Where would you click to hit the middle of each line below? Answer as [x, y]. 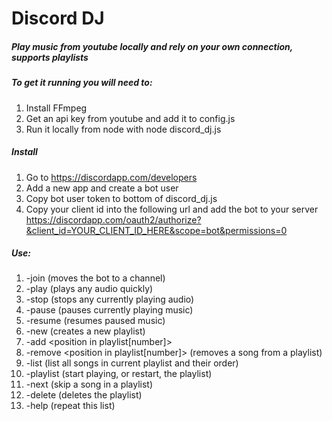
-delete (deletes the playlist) [84, 395]
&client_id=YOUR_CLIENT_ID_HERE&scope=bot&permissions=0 [156, 230]
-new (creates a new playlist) [85, 331]
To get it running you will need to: [82, 83]
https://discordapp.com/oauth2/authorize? [113, 219]
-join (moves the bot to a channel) [95, 278]
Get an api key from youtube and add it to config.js [130, 118]
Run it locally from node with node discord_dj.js [123, 129]
